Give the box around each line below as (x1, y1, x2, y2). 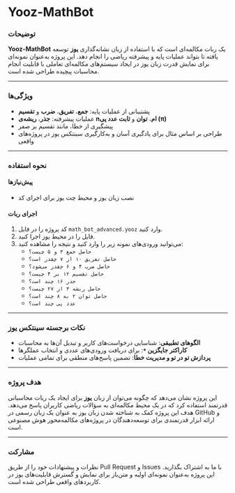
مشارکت (8, 447, 35, 457)
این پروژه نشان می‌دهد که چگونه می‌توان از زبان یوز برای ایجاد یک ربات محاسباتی (8, 393, 218, 402)
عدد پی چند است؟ (28, 301, 76, 308)
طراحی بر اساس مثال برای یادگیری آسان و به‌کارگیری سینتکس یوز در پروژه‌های (17, 129, 222, 137)
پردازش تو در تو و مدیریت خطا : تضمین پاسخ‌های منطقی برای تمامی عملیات (17, 354, 211, 362)
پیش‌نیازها (8, 178, 33, 186)
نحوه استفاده (8, 160, 47, 170)
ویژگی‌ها (8, 91, 33, 101)
